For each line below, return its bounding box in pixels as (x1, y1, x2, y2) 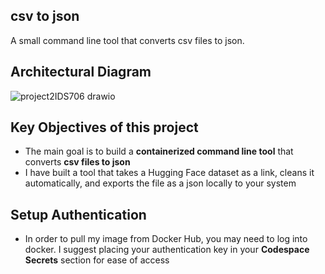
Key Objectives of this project (10, 119, 199, 136)
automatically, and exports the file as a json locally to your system (24, 177, 297, 189)
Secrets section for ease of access (24, 254, 170, 266)
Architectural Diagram (10, 64, 152, 81)
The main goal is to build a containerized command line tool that (24, 145, 294, 158)
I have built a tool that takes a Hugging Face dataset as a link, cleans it (24, 167, 315, 179)
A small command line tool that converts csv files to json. (10, 34, 245, 46)
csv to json (10, 8, 80, 25)
